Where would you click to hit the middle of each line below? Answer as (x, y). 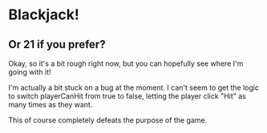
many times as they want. (51, 105)
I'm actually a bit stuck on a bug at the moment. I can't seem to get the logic (133, 87)
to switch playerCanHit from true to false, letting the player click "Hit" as (127, 96)
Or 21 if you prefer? (57, 44)
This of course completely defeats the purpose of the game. (108, 120)
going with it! (30, 72)
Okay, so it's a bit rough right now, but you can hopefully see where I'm (126, 63)
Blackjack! (44, 15)
